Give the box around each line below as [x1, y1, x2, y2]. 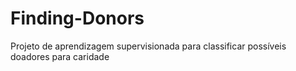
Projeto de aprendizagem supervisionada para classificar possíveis [10, 40, 287, 52]
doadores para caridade [10, 50, 110, 62]
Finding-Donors [10, 7, 145, 30]
